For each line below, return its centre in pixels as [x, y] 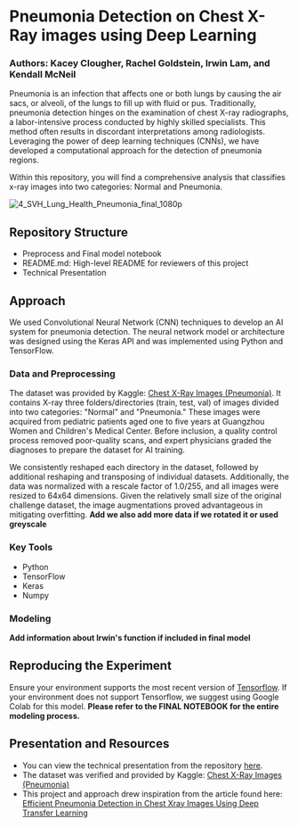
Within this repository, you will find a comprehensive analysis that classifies [148, 178]
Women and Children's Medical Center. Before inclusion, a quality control [143, 431]
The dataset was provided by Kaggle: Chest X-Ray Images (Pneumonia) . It [145, 393]
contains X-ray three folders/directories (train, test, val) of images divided [144, 402]
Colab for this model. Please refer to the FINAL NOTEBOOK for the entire [144, 706]
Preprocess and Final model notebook [92, 254]
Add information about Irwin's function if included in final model [130, 638]
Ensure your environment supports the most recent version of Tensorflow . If [148, 687]
